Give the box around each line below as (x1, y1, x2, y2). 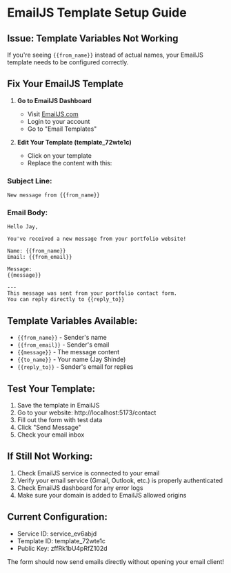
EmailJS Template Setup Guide (7, 5, 188, 21)
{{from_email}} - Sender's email (17, 340, 110, 349)
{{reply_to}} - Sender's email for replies (17, 363, 134, 371)
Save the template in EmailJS (17, 401, 100, 410)
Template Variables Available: (7, 315, 138, 327)
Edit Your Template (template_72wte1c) (17, 138, 132, 146)
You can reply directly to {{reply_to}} (7, 296, 125, 303)
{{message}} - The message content (17, 348, 120, 356)
